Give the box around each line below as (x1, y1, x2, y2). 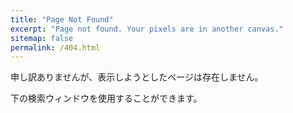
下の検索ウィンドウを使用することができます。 (10, 92, 203, 105)
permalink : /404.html (10, 42, 101, 53)
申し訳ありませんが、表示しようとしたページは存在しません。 (10, 71, 264, 83)
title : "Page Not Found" (10, 14, 114, 25)
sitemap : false (10, 33, 74, 43)
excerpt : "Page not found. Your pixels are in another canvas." (10, 24, 284, 34)
